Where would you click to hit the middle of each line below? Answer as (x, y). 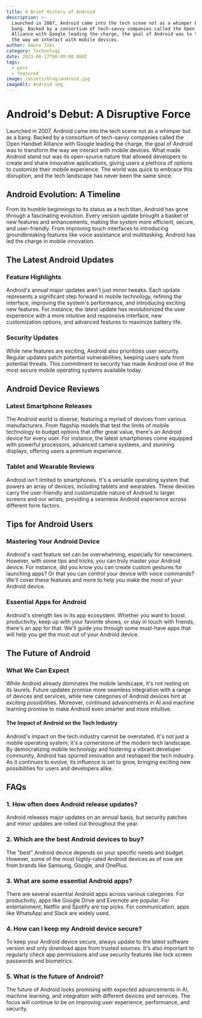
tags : (13, 62)
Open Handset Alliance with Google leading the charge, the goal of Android (99, 143)
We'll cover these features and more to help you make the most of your (94, 580)
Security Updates (32, 338)
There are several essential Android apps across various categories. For (95, 893)
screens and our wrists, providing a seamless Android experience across (96, 499)
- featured (25, 73)
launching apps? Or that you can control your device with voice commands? (100, 574)
